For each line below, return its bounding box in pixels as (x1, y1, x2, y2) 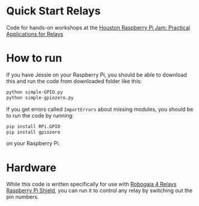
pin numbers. (6, 193, 39, 201)
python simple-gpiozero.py (6, 95, 74, 101)
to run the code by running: (6, 112, 74, 119)
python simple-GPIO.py (6, 89, 63, 95)
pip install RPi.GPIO (6, 123, 61, 129)
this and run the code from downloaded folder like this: (6, 77, 142, 84)
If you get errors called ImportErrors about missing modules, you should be (6, 105, 194, 113)
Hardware (6, 160, 57, 174)
